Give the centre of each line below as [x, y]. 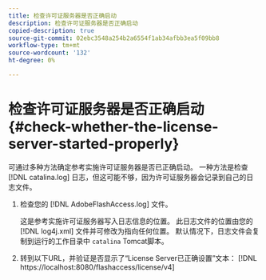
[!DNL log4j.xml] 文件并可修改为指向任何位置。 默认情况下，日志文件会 [136, 231]
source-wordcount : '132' [50, 53]
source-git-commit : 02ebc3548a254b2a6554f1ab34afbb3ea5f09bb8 [114, 38]
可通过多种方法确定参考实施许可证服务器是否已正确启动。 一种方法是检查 [128, 167]
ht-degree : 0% [32, 61]
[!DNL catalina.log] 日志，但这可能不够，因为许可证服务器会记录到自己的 [127, 177]
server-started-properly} [94, 144]
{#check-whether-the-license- [113, 127]
